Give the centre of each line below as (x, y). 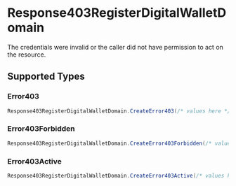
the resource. (27, 55)
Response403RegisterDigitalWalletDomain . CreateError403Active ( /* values (116, 176)
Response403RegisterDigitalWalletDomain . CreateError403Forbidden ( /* (110, 143)
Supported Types (46, 77)
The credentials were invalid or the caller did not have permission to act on (115, 47)
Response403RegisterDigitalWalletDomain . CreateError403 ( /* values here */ (119, 111)
